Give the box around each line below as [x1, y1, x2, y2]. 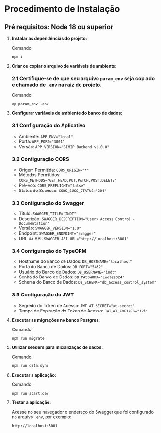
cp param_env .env [11, 102, 49, 106]
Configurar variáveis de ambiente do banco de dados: [11, 110, 123, 116]
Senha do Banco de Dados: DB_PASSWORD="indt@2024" [18, 274, 125, 280]
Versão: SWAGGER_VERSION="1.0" [18, 225, 81, 231]
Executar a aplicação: [11, 372, 57, 378]
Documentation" [18, 221, 49, 226]
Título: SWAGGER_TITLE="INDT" [18, 210, 76, 217]
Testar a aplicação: [11, 399, 51, 405]
